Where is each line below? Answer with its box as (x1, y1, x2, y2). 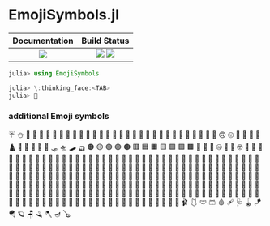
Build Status (81, 35, 130, 46)
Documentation (12, 35, 75, 46)
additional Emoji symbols (8, 111, 109, 122)
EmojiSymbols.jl (8, 6, 120, 24)
